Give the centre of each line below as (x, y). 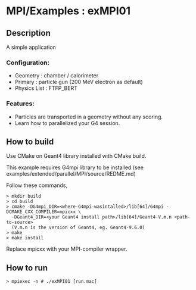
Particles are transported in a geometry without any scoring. (88, 117)
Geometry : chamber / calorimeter (57, 76)
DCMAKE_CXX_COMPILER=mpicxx (41, 212)
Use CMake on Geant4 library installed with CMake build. (76, 156)
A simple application (31, 47)
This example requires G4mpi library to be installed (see (75, 167)
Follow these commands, (37, 185)
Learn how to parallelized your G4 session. (67, 123)
